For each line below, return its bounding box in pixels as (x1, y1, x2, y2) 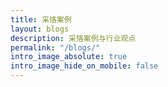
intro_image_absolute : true (10, 52, 128, 62)
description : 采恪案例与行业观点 (10, 33, 137, 43)
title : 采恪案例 (10, 14, 72, 25)
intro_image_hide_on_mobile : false (10, 61, 159, 71)
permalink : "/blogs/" (10, 42, 101, 53)
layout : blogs (10, 24, 70, 34)
